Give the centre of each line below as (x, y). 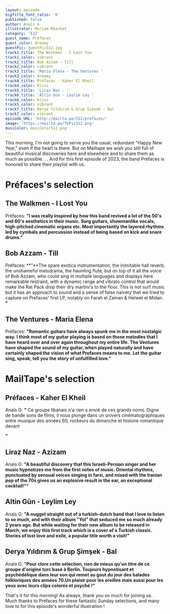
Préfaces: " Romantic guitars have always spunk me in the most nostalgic (84, 331)
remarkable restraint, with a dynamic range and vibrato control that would (82, 282)
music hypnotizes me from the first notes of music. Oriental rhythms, (80, 469)
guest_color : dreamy (27, 43)
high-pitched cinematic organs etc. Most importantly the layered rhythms (84, 226)
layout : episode (22, 10)
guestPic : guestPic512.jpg (34, 48)
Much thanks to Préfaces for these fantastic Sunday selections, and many (82, 601)
